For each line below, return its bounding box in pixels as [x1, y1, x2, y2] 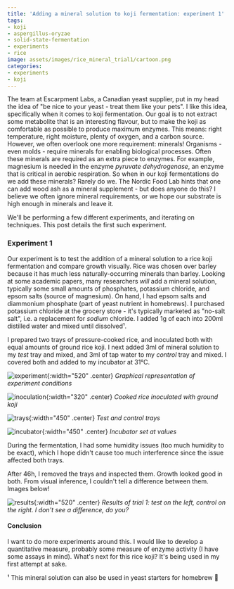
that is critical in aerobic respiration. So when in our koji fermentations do [7, 170, 219, 178]
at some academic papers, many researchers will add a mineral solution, [7, 277, 217, 285]
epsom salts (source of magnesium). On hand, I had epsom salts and [7, 291, 207, 300]
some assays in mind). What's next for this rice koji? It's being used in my [7, 552, 220, 560]
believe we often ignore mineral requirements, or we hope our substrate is [7, 192, 221, 201]
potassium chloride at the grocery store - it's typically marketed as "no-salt [7, 307, 226, 315]
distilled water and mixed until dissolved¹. [7, 322, 127, 330]
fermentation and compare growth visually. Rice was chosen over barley [7, 262, 216, 270]
